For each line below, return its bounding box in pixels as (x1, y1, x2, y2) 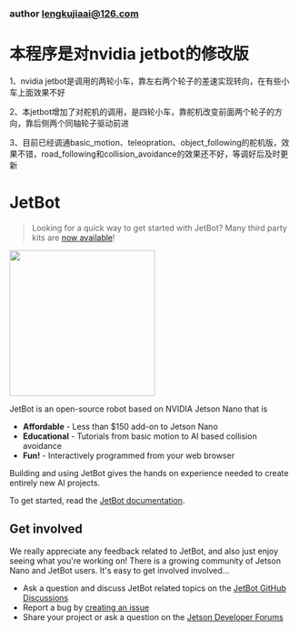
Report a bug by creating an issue (22, 602, 150, 613)
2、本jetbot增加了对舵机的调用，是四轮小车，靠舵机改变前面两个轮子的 (9, 106, 275, 117)
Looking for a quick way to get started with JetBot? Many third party (31, 222, 288, 233)
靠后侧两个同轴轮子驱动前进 (25, 117, 129, 128)
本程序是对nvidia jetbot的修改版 (9, 44, 250, 65)
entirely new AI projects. (9, 477, 101, 488)
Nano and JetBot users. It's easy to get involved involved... (9, 565, 230, 575)
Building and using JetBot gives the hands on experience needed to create (9, 467, 289, 478)
